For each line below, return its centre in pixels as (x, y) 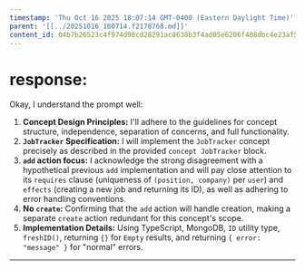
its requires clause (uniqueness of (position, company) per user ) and (153, 180)
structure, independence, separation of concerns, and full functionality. (156, 131)
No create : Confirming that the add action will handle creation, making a (157, 208)
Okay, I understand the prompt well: (76, 104)
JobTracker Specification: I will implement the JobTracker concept (146, 141)
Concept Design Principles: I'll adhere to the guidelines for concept (150, 122)
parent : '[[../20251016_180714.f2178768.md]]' (99, 26)
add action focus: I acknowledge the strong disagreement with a (143, 160)
